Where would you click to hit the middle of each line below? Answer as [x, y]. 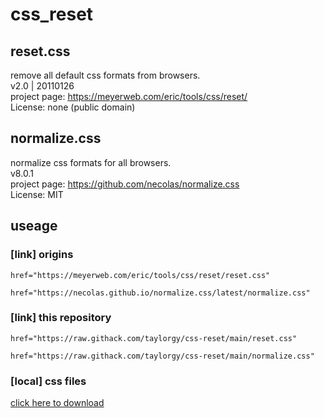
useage [34, 226]
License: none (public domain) [73, 107]
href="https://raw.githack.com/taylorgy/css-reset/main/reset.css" [154, 338]
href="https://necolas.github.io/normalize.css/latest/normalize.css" [160, 293]
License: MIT [37, 194]
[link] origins [42, 255]
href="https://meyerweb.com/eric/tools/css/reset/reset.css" [140, 275]
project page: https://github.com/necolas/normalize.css [125, 184]
